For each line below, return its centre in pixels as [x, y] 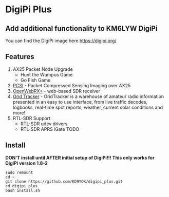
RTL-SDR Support [31, 118]
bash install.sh [23, 190]
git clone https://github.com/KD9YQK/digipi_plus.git [64, 181]
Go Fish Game [35, 80]
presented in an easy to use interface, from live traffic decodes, [80, 102]
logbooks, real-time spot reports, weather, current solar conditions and [88, 107]
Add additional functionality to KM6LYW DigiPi [81, 28]
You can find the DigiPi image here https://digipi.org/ [61, 41]
